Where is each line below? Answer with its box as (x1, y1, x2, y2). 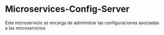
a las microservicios (5, 25, 46, 31)
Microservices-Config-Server (5, 3, 130, 15)
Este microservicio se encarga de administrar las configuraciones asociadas (5, 20, 160, 26)
